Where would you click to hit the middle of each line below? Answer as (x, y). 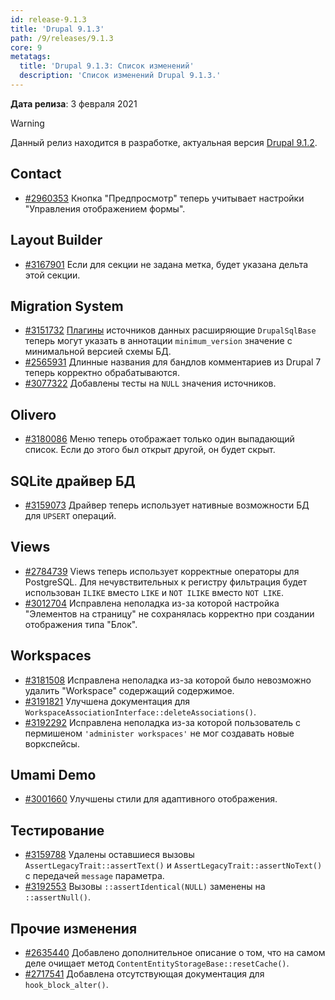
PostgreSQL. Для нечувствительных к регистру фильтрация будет (166, 582)
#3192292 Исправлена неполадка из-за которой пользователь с (163, 722)
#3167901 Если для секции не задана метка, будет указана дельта (166, 264)
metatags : (31, 57)
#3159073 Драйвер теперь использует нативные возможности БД (167, 505)
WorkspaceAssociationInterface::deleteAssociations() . (140, 712)
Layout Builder (56, 240)
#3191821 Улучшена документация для (107, 701)
